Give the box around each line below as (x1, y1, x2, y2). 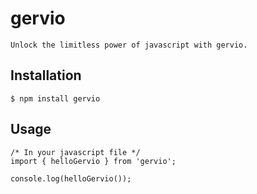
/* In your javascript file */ (10, 147, 141, 157)
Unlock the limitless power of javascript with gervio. (10, 40, 248, 50)
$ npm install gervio (10, 93, 101, 104)
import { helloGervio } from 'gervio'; (10, 156, 177, 166)
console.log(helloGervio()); (10, 173, 132, 184)
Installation (10, 67, 82, 84)
